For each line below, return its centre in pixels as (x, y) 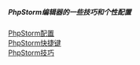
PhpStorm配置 (31, 33)
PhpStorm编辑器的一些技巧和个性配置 (70, 12)
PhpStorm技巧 (31, 52)
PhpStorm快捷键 (35, 42)
